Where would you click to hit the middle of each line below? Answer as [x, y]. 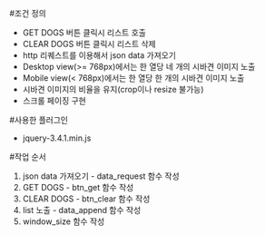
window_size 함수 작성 [64, 221]
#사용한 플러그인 [39, 120]
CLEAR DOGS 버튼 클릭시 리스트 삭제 [89, 44]
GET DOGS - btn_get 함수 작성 [78, 187]
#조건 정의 [28, 13]
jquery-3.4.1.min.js [57, 138]
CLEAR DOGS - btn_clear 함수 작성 [86, 199]
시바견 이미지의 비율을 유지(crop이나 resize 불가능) [113, 89]
